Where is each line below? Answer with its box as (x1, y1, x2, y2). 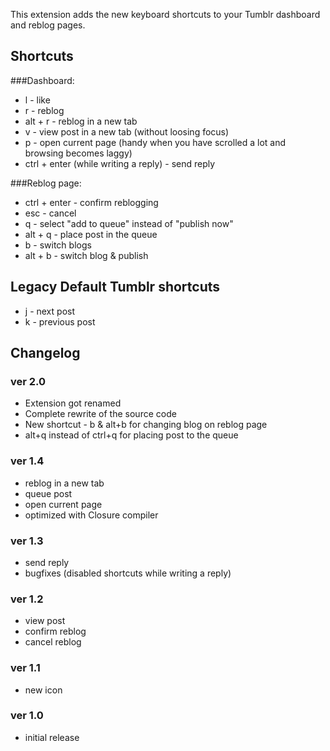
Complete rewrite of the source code (24, 408, 177, 420)
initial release (24, 731, 80, 743)
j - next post (24, 305, 75, 317)
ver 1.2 (10, 592, 44, 606)
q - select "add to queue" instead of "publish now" (24, 217, 234, 229)
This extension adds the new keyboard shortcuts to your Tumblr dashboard (10, 9, 321, 20)
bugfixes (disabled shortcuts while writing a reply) (24, 567, 232, 579)
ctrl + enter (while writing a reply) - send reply (24, 157, 216, 169)
